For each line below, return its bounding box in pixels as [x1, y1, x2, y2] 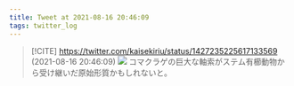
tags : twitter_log [9, 21, 78, 30]
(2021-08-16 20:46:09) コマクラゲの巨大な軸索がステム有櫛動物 [30, 56, 278, 66]
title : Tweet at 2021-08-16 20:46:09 [9, 12, 150, 22]
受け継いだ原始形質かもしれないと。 [38, 67, 172, 78]
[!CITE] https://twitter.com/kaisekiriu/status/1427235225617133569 [30, 45, 278, 56]
